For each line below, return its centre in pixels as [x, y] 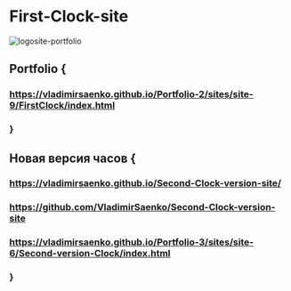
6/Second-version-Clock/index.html [90, 254]
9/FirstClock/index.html [62, 106]
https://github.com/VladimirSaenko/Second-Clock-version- [142, 207]
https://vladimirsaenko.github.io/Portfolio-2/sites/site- [131, 94]
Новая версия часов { [73, 158]
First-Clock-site [69, 16]
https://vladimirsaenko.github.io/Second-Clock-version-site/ [145, 183]
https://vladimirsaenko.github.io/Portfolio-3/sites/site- [132, 242]
